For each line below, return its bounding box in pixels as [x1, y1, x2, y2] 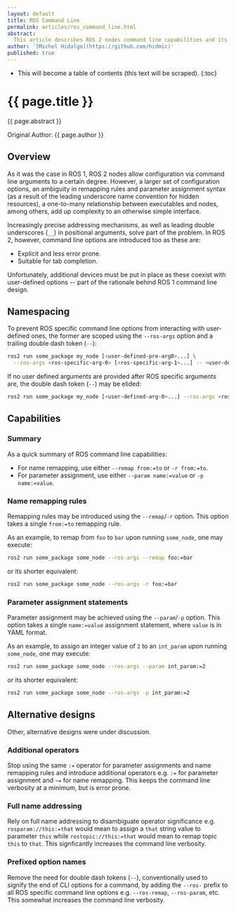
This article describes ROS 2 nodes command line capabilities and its [13, 37, 228, 44]
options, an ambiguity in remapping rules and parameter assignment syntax [7, 184, 226, 193]
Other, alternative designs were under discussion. [7, 727, 151, 736]
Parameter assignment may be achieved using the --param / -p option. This [7, 613, 221, 622]
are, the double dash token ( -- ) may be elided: [7, 379, 142, 388]
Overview [7, 151, 51, 163]
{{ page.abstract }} [7, 117, 62, 125]
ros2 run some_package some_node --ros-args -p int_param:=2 [7, 689, 190, 696]
